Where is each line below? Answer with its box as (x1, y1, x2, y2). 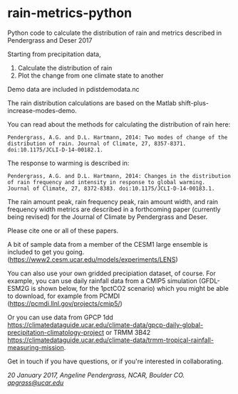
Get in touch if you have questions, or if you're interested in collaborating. (7, 357, 224, 366)
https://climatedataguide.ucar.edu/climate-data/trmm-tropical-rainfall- (7, 336, 214, 344)
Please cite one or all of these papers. (7, 226, 119, 235)
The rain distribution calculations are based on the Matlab (7, 98, 177, 107)
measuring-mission (7, 343, 64, 351)
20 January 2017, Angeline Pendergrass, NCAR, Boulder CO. (7, 371, 185, 379)
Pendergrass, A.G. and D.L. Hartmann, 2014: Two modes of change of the (7, 134, 228, 141)
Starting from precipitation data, (7, 50, 101, 58)
